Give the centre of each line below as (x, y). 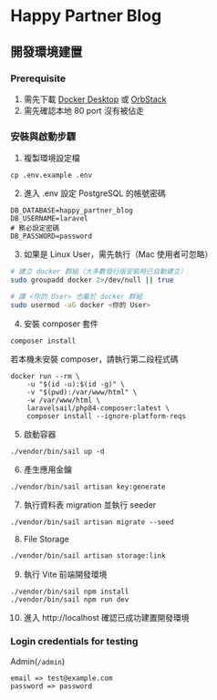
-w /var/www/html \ (64, 400)
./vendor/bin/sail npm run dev (70, 599)
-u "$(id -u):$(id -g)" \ (76, 384)
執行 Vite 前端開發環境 (65, 574)
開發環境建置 (46, 51)
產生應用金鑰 (47, 469)
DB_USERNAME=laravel (50, 219)
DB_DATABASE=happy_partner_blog (72, 211)
